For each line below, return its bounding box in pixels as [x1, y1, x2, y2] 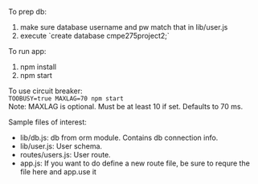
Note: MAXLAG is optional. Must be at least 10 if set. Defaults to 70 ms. [8, 102, 244, 111]
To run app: [8, 47, 47, 55]
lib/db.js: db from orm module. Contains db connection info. [19, 133, 219, 142]
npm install [19, 62, 57, 72]
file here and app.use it [19, 167, 96, 176]
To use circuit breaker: [8, 86, 83, 96]
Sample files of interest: [8, 117, 87, 127]
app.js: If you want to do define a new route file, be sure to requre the [19, 158, 251, 168]
